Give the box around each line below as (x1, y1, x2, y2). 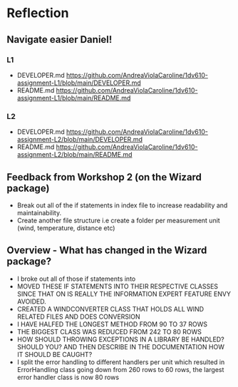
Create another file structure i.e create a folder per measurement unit (16, 216, 220, 225)
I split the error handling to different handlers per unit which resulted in (16, 358, 225, 366)
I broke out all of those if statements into (16, 274, 136, 283)
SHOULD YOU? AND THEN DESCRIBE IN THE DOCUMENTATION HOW (16, 342, 225, 351)
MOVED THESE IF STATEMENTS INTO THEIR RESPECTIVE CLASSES (16, 282, 219, 290)
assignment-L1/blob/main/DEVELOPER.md (16, 78, 142, 87)
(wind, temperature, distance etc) (16, 223, 115, 232)
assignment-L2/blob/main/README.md (16, 150, 133, 159)
